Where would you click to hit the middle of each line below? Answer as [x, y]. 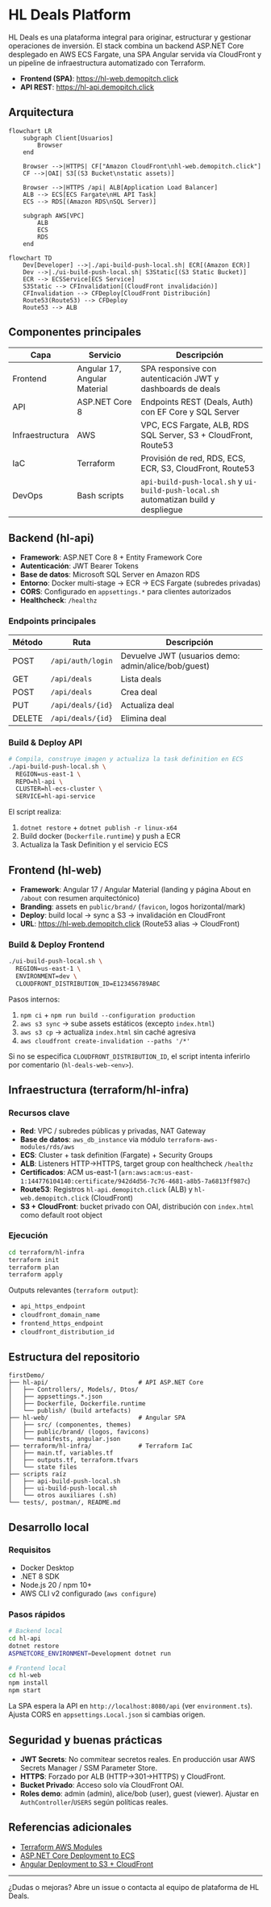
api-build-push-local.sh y [192, 481]
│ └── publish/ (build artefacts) [70, 1411]
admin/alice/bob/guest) [165, 665]
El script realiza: [35, 812]
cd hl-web [25, 1676]
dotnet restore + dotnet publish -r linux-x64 [98, 827]
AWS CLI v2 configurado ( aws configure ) [88, 1593]
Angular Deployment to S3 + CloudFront [87, 1863]
